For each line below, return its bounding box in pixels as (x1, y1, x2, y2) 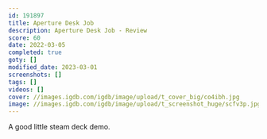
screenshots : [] (8, 71, 62, 79)
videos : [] (8, 85, 44, 94)
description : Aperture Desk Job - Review (8, 26, 148, 34)
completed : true (8, 48, 62, 56)
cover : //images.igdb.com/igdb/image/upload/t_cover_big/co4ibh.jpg (8, 93, 240, 101)
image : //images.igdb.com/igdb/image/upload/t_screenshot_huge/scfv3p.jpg (8, 100, 261, 108)
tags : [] (8, 78, 37, 86)
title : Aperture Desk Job (8, 19, 94, 27)
